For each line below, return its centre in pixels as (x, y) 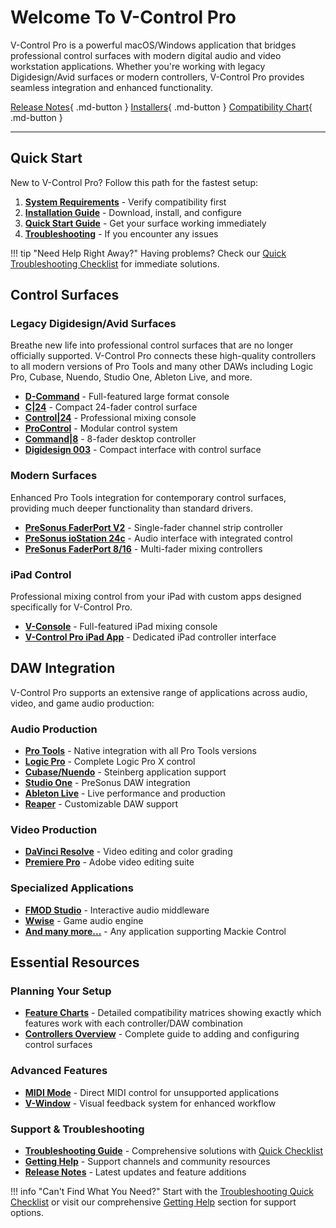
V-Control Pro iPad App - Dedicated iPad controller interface (150, 637)
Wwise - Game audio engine (84, 920)
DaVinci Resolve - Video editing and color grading (128, 852)
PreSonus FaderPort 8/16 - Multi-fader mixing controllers (143, 548)
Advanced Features (59, 1071)
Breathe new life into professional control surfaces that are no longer (152, 345)
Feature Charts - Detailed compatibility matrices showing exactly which (173, 1013)
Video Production (54, 830)
